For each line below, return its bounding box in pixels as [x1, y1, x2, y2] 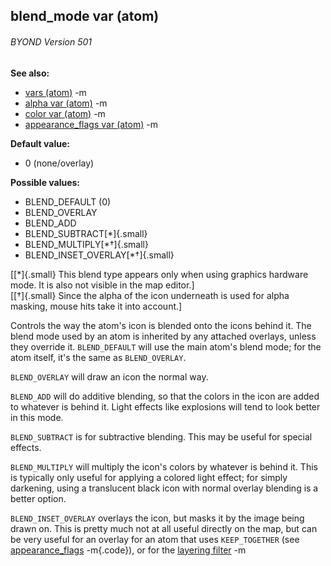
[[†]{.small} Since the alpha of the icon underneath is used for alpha [10, 289, 290, 301]
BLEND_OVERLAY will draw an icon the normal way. [10, 370, 209, 383]
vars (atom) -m [24, 86, 87, 98]
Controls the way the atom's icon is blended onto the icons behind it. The [10, 319, 312, 331]
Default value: [10, 137, 70, 149]
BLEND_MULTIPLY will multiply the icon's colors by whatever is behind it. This [10, 460, 318, 473]
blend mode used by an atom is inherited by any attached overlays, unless [10, 330, 317, 342]
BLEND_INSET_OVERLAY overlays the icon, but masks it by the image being [10, 512, 305, 524]
